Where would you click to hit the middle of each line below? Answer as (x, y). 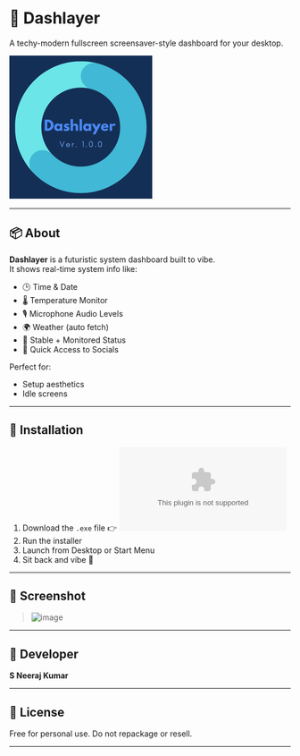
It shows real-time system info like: (74, 268)
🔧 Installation (46, 430)
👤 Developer (44, 654)
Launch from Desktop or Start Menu (88, 550)
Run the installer (52, 540)
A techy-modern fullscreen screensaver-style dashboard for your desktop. (146, 43)
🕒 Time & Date (50, 286)
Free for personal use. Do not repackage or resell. (101, 734)
